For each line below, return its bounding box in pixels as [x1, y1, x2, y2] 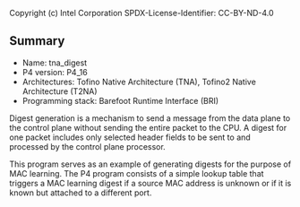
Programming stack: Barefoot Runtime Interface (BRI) [21, 95, 219, 106]
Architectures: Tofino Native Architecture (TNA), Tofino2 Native [21, 76, 257, 87]
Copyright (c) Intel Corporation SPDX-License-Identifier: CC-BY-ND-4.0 [9, 8, 275, 18]
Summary [9, 33, 65, 48]
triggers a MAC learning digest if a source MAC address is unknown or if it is [9, 177, 292, 188]
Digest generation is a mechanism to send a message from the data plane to [9, 112, 291, 124]
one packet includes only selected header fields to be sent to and [9, 132, 251, 142]
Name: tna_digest [21, 57, 88, 68]
